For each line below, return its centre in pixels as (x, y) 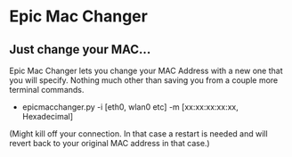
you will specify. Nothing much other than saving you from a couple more (144, 80)
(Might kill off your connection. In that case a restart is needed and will (139, 134)
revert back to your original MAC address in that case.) (110, 143)
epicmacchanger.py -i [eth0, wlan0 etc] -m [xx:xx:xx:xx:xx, (130, 107)
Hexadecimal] (48, 116)
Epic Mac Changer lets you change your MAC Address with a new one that (146, 70)
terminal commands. (47, 90)
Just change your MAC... (80, 50)
